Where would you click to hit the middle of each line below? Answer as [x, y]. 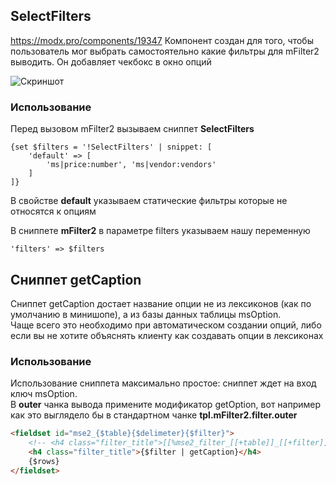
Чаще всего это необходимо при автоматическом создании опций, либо [166, 325]
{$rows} [44, 461]
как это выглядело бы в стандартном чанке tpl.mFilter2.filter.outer [154, 415]
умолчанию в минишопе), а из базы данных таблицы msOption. [146, 314]
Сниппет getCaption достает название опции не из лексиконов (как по [161, 303]
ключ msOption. [44, 394]
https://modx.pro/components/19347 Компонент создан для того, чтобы [162, 40]
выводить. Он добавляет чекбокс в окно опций [111, 61]
